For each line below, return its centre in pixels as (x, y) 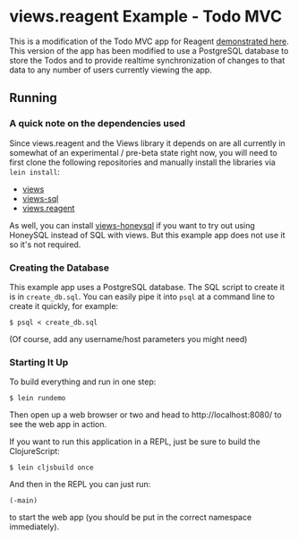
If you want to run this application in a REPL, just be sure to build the (135, 442)
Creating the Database (60, 268)
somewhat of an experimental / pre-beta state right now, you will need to (143, 152)
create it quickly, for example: (64, 305)
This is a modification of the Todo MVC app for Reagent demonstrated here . (149, 41)
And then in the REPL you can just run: (80, 485)
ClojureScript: (34, 451)
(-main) (24, 501)
